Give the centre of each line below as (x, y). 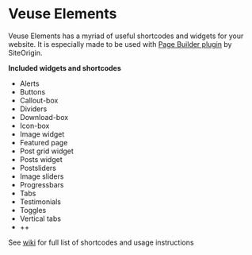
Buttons (32, 91)
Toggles (33, 210)
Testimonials (40, 201)
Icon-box (34, 126)
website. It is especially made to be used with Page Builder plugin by (120, 44)
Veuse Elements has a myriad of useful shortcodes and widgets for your (126, 36)
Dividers (33, 109)
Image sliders (42, 176)
